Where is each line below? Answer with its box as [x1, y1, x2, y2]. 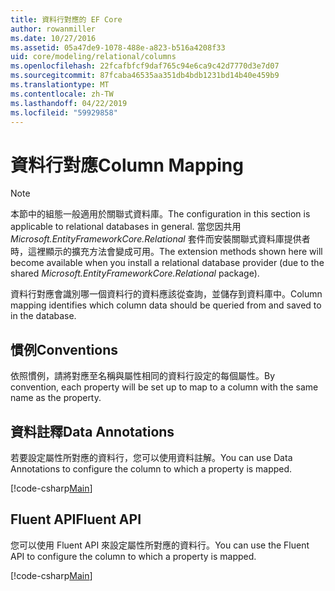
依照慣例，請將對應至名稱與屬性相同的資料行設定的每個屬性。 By [10, 370, 276, 382]
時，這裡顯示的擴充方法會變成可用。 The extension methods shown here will [10, 246, 323, 258]
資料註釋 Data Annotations [10, 423, 175, 440]
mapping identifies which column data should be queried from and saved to [10, 299, 322, 311]
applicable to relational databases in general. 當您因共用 [10, 221, 242, 233]
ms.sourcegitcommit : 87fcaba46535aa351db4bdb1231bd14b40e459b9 [10, 71, 280, 81]
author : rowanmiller [10, 24, 97, 34]
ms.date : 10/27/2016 [10, 33, 97, 43]
